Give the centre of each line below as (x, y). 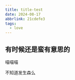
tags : (11, 23)
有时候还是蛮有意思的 (37, 49)
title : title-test (24, 10)
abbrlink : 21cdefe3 (25, 19)
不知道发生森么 (20, 73)
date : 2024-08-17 (23, 14)
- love (16, 28)
